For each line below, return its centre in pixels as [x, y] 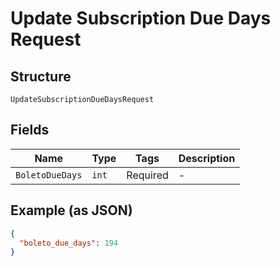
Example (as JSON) [71, 210]
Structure [41, 76]
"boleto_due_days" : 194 [68, 243]
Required [147, 175]
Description [207, 158]
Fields [30, 130]
